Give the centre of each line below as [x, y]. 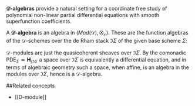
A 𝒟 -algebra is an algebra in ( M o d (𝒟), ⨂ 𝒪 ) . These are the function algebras [97, 33]
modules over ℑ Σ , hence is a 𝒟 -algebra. [54, 74]
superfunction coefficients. [39, 21]
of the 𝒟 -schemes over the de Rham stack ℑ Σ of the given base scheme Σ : [97, 40]
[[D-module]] [31, 97]
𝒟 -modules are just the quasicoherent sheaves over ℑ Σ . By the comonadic [96, 53]
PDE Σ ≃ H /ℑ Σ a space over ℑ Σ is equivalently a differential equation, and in [96, 60]
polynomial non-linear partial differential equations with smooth [83, 15]
